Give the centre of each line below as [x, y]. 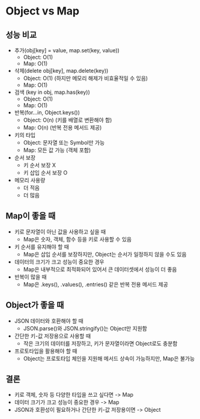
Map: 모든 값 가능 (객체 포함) [57, 150]
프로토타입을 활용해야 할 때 [46, 351]
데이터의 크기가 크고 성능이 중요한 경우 [59, 262]
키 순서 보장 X [40, 165]
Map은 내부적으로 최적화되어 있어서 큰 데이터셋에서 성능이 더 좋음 [100, 269]
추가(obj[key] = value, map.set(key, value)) [67, 50]
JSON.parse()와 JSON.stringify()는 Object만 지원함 [85, 328]
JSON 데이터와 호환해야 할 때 [49, 321]
